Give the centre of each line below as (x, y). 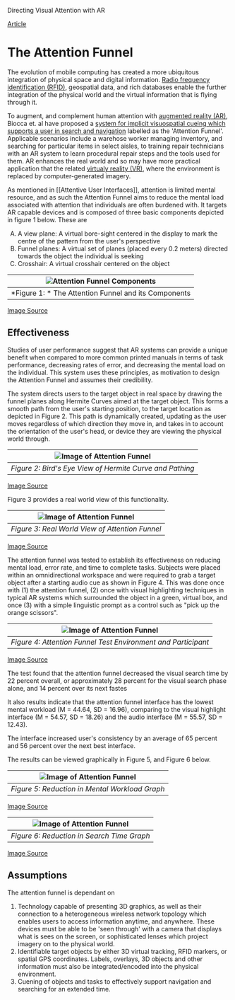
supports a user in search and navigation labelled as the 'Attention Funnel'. (115, 131)
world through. (29, 439)
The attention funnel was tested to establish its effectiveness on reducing (114, 560)
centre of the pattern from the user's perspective (89, 241)
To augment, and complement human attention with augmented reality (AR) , (117, 115)
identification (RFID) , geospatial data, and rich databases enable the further (117, 87)
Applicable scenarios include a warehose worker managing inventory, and (115, 138)
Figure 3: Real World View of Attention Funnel (86, 529)
